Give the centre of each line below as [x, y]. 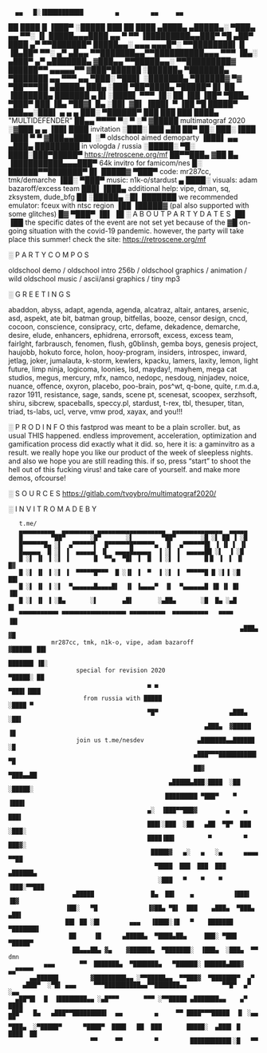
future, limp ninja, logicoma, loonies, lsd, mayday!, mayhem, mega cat [123, 369]
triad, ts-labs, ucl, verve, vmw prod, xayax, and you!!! [96, 411]
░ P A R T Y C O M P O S [49, 255]
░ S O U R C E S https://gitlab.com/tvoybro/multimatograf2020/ [112, 493]
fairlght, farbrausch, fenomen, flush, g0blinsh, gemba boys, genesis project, [133, 344]
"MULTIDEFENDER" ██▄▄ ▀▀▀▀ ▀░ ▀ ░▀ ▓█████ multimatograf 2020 [127, 120]
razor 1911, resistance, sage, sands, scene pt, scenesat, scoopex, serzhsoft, [133, 395]
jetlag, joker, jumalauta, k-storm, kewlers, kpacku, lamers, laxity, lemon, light [133, 361]
